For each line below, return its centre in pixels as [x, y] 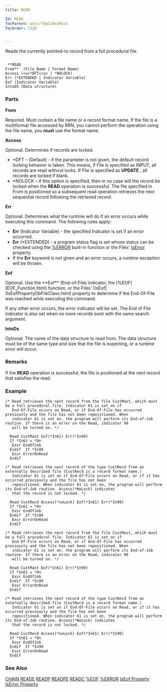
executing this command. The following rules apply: [58, 221]
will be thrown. [27, 263]
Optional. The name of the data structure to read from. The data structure [81, 338]
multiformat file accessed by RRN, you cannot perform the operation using [82, 125]
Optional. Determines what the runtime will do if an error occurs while [77, 216]
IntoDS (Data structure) [31, 87]
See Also [16, 668]
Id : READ [14, 19]
